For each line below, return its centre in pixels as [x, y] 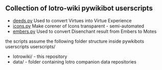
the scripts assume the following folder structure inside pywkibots [75, 41]
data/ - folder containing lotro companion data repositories [74, 62]
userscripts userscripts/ [30, 46]
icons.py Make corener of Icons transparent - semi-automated [78, 26]
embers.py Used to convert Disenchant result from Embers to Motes [85, 31]
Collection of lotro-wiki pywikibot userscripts [79, 8]
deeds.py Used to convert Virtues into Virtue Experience [72, 20]
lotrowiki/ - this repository [40, 56]
